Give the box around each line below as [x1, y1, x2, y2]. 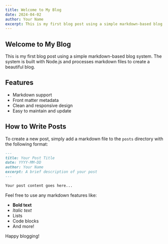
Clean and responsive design [12, 102, 73, 108]
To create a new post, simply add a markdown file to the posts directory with [5, 136, 163, 142]
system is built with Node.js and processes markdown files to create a [5, 59, 150, 65]
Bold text [12, 202, 32, 208]
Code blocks [12, 218, 39, 224]
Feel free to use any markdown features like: [5, 192, 97, 198]
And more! [12, 223, 35, 229]
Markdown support [12, 91, 52, 98]
